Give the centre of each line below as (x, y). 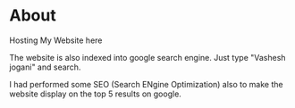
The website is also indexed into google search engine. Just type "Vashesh (147, 57)
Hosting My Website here (56, 40)
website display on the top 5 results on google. (95, 94)
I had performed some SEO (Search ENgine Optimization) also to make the (146, 84)
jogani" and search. (45, 67)
